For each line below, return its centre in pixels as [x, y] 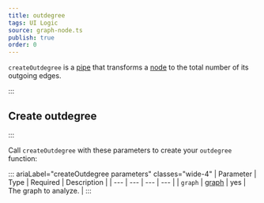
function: [23, 158]
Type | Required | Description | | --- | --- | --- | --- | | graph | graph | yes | [127, 182]
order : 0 [23, 45]
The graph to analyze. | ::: [50, 190]
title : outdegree [37, 15]
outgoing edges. [35, 76]
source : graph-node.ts [45, 30]
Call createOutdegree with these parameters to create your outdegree [120, 150]
